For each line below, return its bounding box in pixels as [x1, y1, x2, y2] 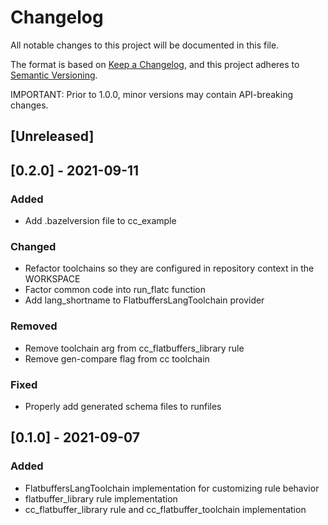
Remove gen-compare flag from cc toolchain [24, 352, 210, 365]
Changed [10, 239, 57, 253]
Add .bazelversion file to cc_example [24, 215, 177, 227]
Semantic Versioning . [10, 69, 98, 81]
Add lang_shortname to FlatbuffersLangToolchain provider [24, 294, 265, 306]
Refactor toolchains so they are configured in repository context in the [24, 262, 315, 275]
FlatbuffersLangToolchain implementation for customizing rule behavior [24, 482, 320, 494]
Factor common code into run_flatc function [24, 284, 207, 296]
